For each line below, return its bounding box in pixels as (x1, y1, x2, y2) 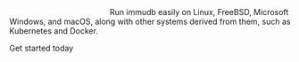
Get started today (9, 43, 74, 53)
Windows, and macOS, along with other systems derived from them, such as (9, 16, 291, 27)
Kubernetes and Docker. (9, 26, 98, 36)
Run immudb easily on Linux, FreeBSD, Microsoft (110, 7, 289, 17)
